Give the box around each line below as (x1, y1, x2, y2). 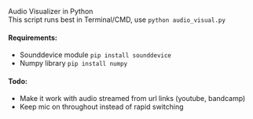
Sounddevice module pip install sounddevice (19, 50, 171, 59)
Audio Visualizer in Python (8, 7, 93, 16)
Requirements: (8, 33, 57, 42)
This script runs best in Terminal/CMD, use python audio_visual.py (8, 15, 226, 24)
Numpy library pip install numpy (19, 59, 128, 68)
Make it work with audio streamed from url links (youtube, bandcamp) (19, 94, 246, 103)
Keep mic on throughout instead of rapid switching (19, 102, 184, 112)
